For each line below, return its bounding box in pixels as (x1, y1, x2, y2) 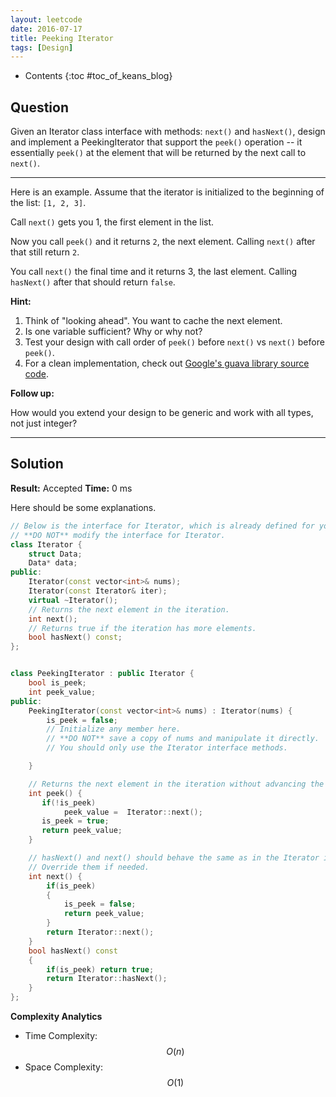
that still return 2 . (10, 246, 80, 258)
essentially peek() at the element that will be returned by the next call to (10, 147, 307, 159)
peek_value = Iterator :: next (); (63, 807, 203, 817)
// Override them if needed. (28, 862, 150, 872)
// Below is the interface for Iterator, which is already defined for (10, 521, 315, 531)
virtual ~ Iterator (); (28, 595, 118, 605)
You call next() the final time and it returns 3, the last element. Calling (10, 266, 298, 278)
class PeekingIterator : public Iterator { (10, 669, 195, 679)
